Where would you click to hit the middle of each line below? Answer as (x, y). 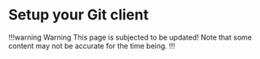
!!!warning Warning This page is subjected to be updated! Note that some (130, 37)
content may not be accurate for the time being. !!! (92, 45)
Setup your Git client (79, 15)
